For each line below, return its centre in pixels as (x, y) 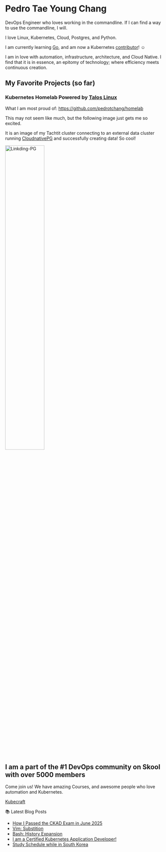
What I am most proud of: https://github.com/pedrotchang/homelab (74, 108)
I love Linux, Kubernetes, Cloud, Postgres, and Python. (61, 37)
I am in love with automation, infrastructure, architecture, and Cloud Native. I (83, 57)
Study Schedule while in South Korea (50, 845)
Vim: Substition (28, 829)
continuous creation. (26, 67)
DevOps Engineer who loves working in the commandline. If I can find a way (83, 22)
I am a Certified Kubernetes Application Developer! (64, 839)
